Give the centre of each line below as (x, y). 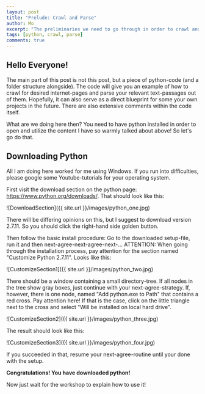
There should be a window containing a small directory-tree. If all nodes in (100, 281)
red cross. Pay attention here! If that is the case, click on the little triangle (98, 301)
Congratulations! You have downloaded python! (68, 373)
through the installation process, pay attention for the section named (92, 250)
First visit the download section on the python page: (72, 189)
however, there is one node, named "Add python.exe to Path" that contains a (103, 294)
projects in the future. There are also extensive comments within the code (99, 106)
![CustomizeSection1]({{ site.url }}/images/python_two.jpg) (80, 269)
